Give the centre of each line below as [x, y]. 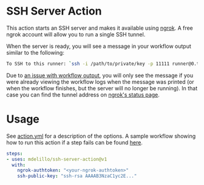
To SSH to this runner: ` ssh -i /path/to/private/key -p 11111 [88, 64]
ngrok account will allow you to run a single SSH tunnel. [76, 34]
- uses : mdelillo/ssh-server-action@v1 [57, 159]
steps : [15, 153]
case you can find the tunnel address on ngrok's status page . [83, 95]
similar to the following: [36, 52]
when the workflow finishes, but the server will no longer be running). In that [102, 88]
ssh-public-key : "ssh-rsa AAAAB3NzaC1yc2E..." [77, 176]
